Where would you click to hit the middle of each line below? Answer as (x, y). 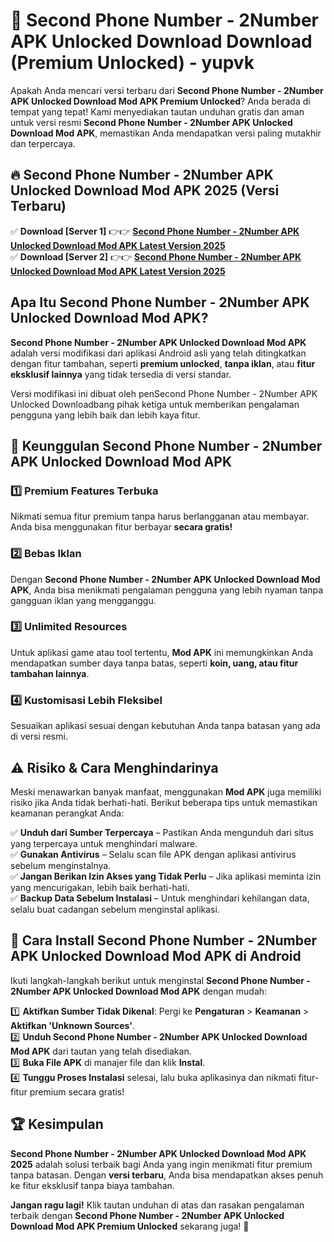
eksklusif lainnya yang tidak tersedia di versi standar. (121, 374)
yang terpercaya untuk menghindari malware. (104, 843)
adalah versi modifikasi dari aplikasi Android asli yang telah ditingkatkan (158, 353)
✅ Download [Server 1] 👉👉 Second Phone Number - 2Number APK (155, 231)
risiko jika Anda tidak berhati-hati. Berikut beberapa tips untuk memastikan (164, 802)
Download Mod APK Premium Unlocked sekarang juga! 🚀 (130, 1226)
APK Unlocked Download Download (161, 41)
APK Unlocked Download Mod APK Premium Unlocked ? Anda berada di (160, 101)
